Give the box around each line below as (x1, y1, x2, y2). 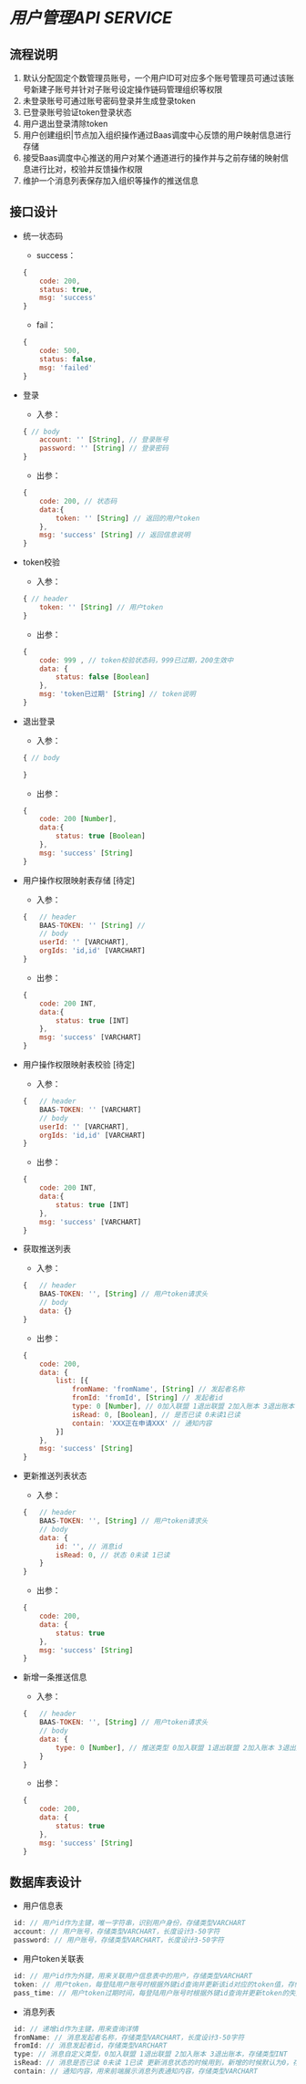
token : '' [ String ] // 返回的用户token (56, 514, 200, 523)
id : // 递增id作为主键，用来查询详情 (13, 2024, 139, 2034)
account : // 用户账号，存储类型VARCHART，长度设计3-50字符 (13, 1927, 220, 1936)
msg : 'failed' (39, 363, 93, 372)
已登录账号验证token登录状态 (22, 107, 132, 118)
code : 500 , (39, 347, 81, 356)
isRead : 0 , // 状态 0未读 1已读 (56, 1550, 170, 1559)
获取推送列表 (22, 1244, 71, 1255)
